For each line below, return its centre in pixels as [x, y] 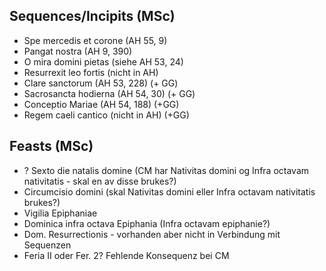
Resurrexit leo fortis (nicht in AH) [91, 72]
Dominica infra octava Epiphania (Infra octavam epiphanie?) [147, 223]
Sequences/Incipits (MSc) [92, 16]
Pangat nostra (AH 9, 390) [78, 51]
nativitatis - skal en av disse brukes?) [100, 181]
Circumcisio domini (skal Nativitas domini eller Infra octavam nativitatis [169, 191]
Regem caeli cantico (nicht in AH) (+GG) [106, 115]
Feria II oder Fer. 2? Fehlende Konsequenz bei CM [126, 255]
